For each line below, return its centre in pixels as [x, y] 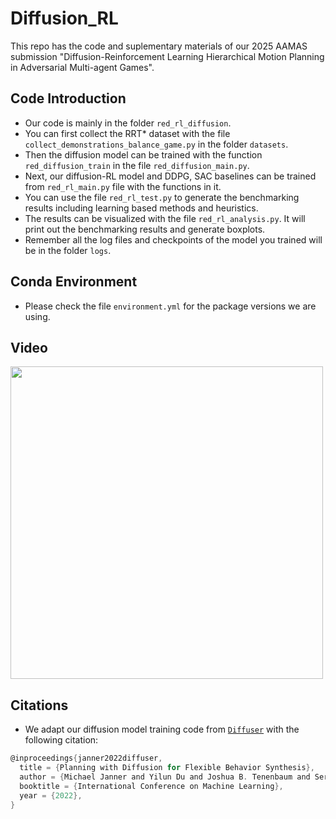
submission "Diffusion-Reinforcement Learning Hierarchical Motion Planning [167, 56]
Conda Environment [74, 282]
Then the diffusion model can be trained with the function [143, 154]
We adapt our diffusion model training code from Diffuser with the [162, 729]
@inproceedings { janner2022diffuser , [86, 758]
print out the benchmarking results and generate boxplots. [145, 229]
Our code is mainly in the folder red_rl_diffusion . [128, 123]
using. [37, 316]
